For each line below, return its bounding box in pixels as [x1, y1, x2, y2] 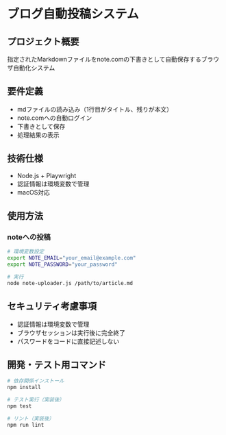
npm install [7, 384, 41, 391]
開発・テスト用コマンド [7, 359, 106, 371]
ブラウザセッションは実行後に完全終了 [16, 328, 125, 336]
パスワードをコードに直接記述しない [16, 337, 120, 345]
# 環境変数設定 [7, 248, 45, 256]
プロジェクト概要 [7, 36, 79, 47]
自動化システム [12, 64, 55, 72]
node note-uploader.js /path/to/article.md [7, 279, 134, 286]
